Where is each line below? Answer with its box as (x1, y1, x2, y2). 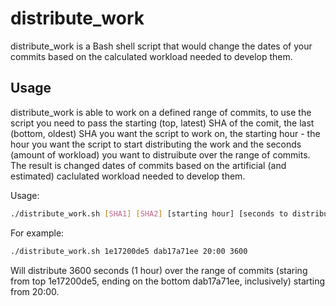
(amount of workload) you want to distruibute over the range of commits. (10, 148, 311, 161)
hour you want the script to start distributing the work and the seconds (10, 138, 302, 150)
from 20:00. (10, 285, 60, 297)
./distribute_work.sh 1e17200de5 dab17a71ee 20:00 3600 (10, 246, 248, 256)
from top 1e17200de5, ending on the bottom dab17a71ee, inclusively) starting (10, 275, 326, 287)
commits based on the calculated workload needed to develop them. (10, 50, 293, 62)
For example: (10, 227, 65, 239)
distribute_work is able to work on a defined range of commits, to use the (10, 106, 312, 118)
